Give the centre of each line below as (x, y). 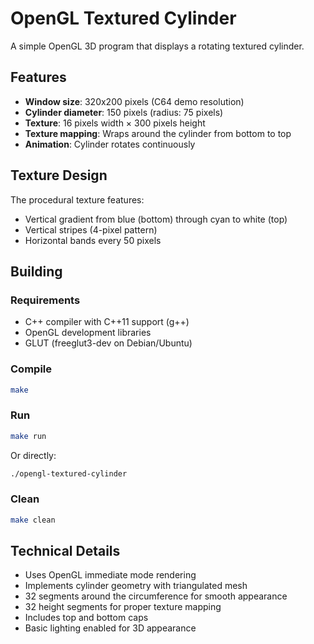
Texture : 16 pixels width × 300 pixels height (115, 123)
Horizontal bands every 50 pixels (93, 240)
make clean (33, 520)
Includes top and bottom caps (86, 618)
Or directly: (33, 455)
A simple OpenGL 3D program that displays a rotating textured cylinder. (157, 46)
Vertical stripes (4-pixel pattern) (91, 229)
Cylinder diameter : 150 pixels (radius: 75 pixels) (124, 112)
